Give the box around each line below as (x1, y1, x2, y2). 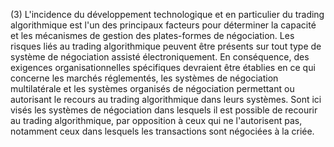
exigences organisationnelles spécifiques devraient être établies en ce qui (10, 62, 316, 73)
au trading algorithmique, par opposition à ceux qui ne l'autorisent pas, (10, 115, 303, 126)
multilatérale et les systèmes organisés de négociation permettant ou (10, 83, 295, 94)
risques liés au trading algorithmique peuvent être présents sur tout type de (10, 40, 322, 52)
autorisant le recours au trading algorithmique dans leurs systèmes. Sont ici (10, 94, 322, 105)
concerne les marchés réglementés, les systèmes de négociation (10, 72, 279, 84)
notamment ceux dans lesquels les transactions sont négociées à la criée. (10, 125, 315, 137)
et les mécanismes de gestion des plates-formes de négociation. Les (10, 30, 295, 41)
